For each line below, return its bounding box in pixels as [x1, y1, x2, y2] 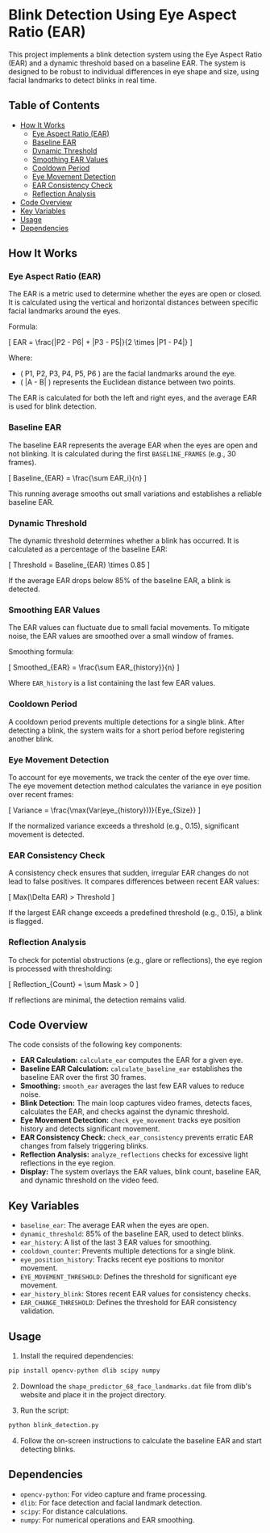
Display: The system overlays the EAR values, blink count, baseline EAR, [19, 1167, 262, 1177]
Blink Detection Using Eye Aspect [8, 6, 237, 24]
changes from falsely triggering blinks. [19, 1141, 149, 1151]
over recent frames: [8, 789, 74, 799]
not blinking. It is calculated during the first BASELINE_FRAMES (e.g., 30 [8, 448, 236, 458]
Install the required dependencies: [19, 1350, 135, 1360]
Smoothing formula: [8, 647, 74, 657]
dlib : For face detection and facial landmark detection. [19, 1497, 202, 1507]
